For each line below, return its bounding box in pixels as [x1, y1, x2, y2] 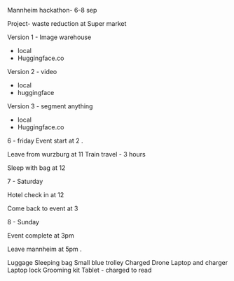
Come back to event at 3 [7, 204, 78, 212]
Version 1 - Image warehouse [7, 33, 92, 41]
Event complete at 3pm [7, 231, 75, 240]
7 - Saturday [7, 178, 43, 185]
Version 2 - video [7, 68, 57, 75]
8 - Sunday [7, 218, 40, 226]
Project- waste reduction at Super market [7, 20, 127, 27]
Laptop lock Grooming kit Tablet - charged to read [7, 266, 152, 274]
